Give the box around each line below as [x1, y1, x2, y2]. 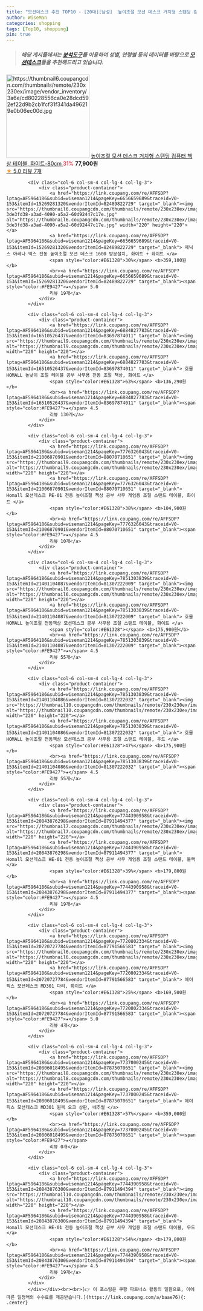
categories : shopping [6, 20, 61, 26]
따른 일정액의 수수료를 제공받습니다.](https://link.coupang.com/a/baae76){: [6, 1295, 186, 1301]
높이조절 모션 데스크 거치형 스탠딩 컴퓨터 [90, 152, 186, 160]
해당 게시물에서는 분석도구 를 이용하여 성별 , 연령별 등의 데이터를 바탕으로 [21, 51, 189, 58]
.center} [6, 1299, 28, 1306]
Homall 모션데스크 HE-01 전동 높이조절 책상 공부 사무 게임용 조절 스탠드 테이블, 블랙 [6, 857, 195, 863]
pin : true [6, 32, 31, 38]
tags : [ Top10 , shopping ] [6, 25, 69, 32]
